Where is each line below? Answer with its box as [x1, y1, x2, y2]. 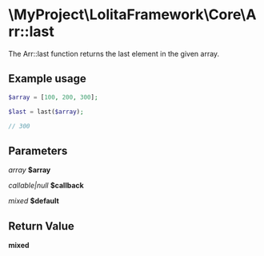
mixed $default [8, 196, 60, 206]
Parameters [8, 144, 68, 157]
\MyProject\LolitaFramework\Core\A [8, 6, 257, 24]
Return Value [8, 219, 74, 233]
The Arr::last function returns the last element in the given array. [8, 49, 220, 58]
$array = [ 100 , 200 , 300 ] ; [8, 93, 98, 101]
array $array [8, 165, 51, 175]
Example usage [8, 72, 86, 85]
